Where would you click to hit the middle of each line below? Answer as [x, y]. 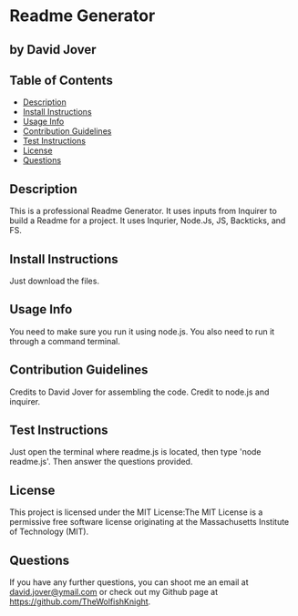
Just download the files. [55, 281]
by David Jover [53, 50]
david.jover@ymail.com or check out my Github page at [114, 592]
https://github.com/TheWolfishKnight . [80, 601]
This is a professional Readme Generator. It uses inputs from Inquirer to [144, 211]
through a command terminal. [65, 341]
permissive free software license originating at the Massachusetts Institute [149, 522]
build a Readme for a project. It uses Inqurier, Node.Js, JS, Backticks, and [148, 221]
